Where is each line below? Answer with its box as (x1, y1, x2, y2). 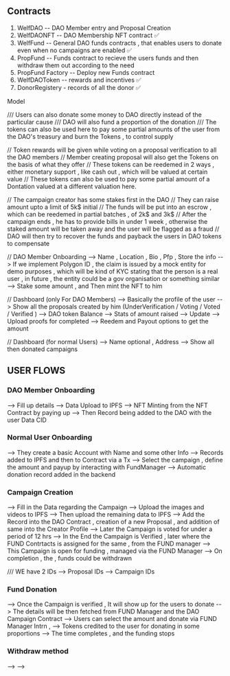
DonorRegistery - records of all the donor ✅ (16, 83, 141, 91)
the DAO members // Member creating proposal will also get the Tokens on (7, 153, 218, 161)
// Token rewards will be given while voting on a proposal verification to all (7, 146, 217, 154)
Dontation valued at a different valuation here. (7, 182, 137, 190)
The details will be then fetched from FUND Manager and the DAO (12, 607, 200, 616)
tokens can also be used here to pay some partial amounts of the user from (7, 125, 220, 133)
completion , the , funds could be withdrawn (7, 554, 133, 563)
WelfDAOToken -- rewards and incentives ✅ (16, 76, 142, 84)
